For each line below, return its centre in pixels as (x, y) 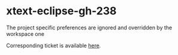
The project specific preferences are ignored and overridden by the (89, 27)
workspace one (25, 33)
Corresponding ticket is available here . (54, 45)
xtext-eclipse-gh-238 (62, 11)
